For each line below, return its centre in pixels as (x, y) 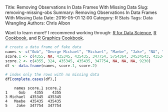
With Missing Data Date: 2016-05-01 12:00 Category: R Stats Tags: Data (79, 18)
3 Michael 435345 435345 (33, 97)
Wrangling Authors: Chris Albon (38, 23)
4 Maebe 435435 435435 (33, 102)
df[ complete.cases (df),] (31, 79)
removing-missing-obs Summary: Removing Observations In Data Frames (81, 12)
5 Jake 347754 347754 (33, 106)
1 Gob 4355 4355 (33, 93)
